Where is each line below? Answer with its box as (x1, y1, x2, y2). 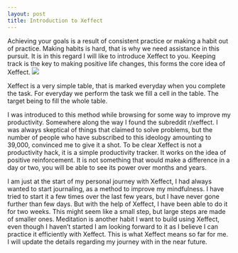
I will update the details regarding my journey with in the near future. (7, 237, 207, 246)
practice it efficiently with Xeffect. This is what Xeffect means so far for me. (7, 230, 229, 238)
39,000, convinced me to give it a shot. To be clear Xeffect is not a (7, 140, 202, 149)
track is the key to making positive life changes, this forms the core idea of (7, 59, 226, 68)
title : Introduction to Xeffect (7, 17, 103, 24)
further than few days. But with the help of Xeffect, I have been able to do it (7, 200, 228, 208)
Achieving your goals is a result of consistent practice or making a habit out (7, 36, 229, 45)
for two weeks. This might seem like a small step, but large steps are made (7, 207, 226, 215)
